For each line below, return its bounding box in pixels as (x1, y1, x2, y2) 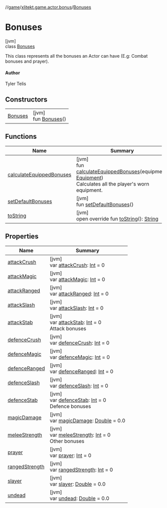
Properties (5, 232, 39, 241)
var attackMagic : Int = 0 (49, 276, 105, 283)
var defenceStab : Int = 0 (49, 397, 106, 404)
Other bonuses (49, 437, 84, 444)
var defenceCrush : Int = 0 (49, 339, 110, 346)
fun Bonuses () (33, 115, 67, 122)
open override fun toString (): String (76, 215, 159, 222)
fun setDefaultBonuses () (76, 201, 134, 208)
